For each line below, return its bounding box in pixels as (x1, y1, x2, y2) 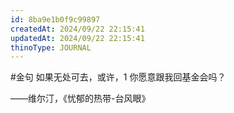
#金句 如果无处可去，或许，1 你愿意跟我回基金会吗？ (10, 71, 227, 83)
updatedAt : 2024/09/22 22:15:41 (10, 33, 145, 43)
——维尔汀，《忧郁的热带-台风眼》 (10, 92, 151, 105)
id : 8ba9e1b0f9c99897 (10, 14, 101, 25)
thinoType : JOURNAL (10, 42, 92, 53)
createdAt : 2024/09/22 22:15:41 (10, 24, 145, 34)
